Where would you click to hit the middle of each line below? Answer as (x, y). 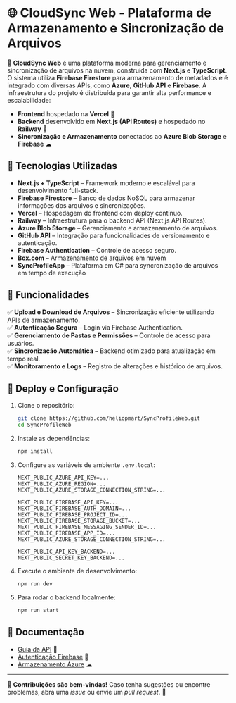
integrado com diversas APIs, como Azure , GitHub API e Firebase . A (107, 85)
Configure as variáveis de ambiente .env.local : (86, 465)
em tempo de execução (52, 273)
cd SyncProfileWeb (44, 425)
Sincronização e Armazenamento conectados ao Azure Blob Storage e (122, 136)
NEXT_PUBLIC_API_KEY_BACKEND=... (66, 552)
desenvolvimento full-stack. (58, 190)
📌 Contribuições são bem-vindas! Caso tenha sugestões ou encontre (109, 684)
